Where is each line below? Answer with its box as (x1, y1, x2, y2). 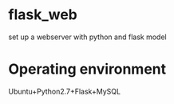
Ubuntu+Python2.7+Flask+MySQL (8, 86, 121, 96)
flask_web (8, 6, 77, 24)
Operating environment (8, 60, 167, 78)
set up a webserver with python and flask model (8, 32, 167, 42)
